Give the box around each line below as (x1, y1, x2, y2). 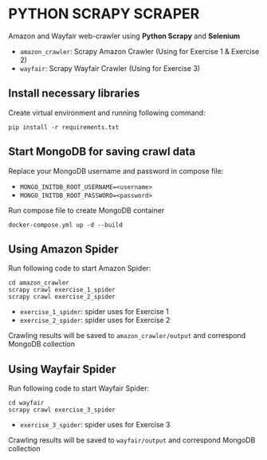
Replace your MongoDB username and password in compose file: (8, 166, 224, 175)
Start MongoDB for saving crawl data (8, 145, 196, 159)
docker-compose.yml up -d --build (8, 221, 124, 229)
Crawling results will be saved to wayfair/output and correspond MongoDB (8, 435, 256, 445)
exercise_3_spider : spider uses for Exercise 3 (19, 420, 171, 430)
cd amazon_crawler (8, 279, 69, 287)
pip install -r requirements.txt (8, 123, 120, 132)
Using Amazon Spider (8, 242, 119, 256)
